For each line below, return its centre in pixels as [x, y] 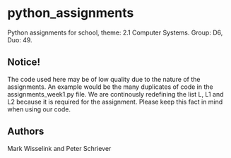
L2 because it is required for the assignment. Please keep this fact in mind [115, 102]
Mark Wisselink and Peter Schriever [59, 148]
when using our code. [39, 109]
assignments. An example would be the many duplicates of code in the [110, 87]
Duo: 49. [20, 39]
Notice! [24, 62]
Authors [26, 132]
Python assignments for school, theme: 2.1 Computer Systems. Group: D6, [115, 32]
